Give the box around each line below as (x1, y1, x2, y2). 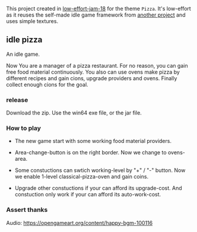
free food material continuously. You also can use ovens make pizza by (6, 68, 180, 75)
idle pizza (6, 35, 43, 45)
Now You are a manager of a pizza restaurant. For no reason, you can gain (6, 62, 188, 69)
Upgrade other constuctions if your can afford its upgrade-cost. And (14, 185, 182, 192)
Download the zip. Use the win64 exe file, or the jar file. (6, 109, 142, 116)
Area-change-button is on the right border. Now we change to (14, 149, 167, 156)
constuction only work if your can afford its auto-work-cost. (14, 191, 161, 198)
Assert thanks (6, 206, 48, 214)
